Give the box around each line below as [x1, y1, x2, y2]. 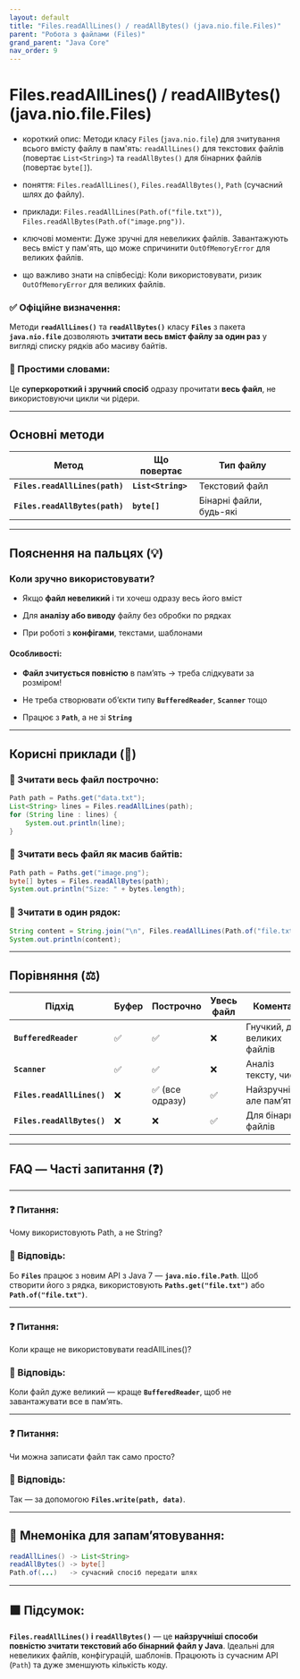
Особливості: [9, 648, 62, 659]
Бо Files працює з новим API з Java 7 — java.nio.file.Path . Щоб [9, 1270, 259, 1281]
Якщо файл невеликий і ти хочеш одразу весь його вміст [21, 592, 243, 604]
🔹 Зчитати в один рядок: [9, 906, 121, 918]
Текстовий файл [198, 480, 269, 492]
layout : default [9, 13, 70, 22]
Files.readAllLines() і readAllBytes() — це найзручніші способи [9, 1631, 259, 1642]
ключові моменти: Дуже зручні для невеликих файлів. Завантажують [21, 234, 288, 244]
